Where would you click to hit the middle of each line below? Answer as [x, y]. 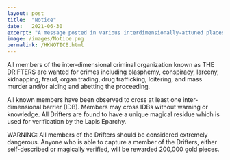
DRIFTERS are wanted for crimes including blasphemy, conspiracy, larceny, [113, 72]
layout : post [26, 13]
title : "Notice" [32, 20]
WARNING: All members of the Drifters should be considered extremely [107, 135]
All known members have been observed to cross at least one [94, 99]
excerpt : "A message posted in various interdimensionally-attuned [105, 32]
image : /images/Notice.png [46, 39]
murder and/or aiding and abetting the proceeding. [79, 86]
